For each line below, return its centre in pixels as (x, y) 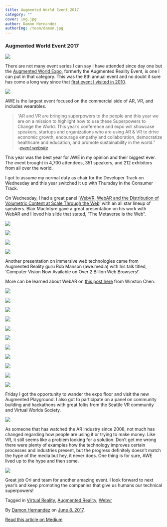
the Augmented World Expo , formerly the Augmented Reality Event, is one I (82, 71)
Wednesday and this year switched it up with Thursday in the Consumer (79, 183)
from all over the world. (29, 168)
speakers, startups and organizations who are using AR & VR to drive (88, 132)
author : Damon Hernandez (31, 24)
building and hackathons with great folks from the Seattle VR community (80, 405)
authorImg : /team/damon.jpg (34, 28)
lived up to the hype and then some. (42, 461)
